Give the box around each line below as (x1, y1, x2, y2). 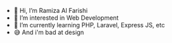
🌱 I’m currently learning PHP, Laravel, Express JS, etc (13, 21, 165, 29)
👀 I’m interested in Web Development (13, 14, 119, 22)
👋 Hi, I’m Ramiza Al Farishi (13, 7, 88, 14)
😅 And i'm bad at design (13, 28, 85, 36)
